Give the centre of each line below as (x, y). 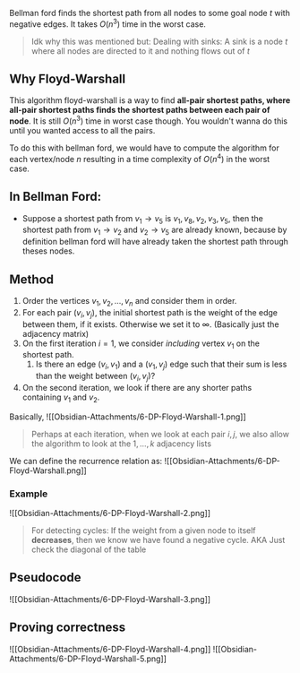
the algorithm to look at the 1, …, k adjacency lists (121, 444)
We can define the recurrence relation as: (86, 461)
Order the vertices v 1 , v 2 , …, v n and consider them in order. (129, 302)
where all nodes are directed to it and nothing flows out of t (141, 51)
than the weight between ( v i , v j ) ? (95, 377)
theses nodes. (48, 251)
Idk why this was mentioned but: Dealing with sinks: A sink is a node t (159, 41)
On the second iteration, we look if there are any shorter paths (137, 387)
